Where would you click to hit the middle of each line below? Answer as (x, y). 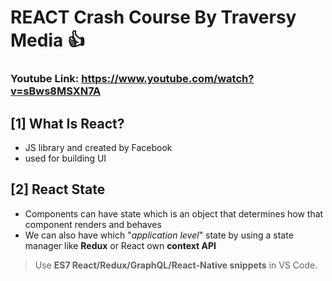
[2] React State (58, 189)
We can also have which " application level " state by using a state (159, 235)
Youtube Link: (45, 79)
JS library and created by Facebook (98, 147)
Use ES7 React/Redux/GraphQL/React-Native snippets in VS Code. (176, 265)
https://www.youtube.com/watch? (168, 79)
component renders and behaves (93, 224)
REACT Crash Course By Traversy (153, 17)
